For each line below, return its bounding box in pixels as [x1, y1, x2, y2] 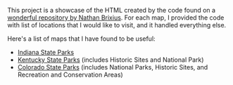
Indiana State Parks [17, 48, 75, 56]
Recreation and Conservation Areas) [17, 70, 123, 79]
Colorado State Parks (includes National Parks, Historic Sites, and [17, 63, 208, 71]
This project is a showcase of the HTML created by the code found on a [7, 6, 216, 14]
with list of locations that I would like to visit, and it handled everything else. [7, 21, 227, 29]
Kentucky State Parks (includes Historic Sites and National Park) [17, 55, 204, 64]
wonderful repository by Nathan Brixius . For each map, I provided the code [7, 13, 225, 22]
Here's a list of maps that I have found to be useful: [7, 34, 156, 43]
